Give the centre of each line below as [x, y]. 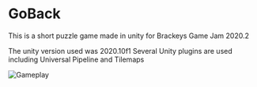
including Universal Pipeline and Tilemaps [76, 59]
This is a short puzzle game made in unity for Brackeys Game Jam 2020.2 [129, 36]
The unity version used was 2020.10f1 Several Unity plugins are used [121, 51]
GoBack [34, 14]
